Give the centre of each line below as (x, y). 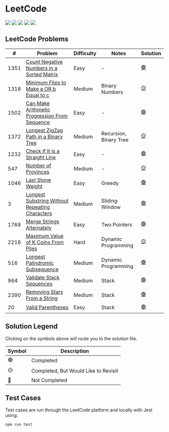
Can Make (38, 103)
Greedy (110, 183)
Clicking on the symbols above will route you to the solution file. (71, 338)
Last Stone (38, 180)
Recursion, (114, 133)
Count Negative (44, 62)
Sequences (39, 284)
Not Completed (49, 380)
